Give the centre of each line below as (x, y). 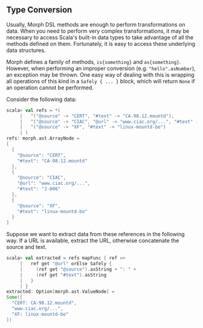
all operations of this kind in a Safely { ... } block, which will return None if (101, 81)
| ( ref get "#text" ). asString (63, 275)
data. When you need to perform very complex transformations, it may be (98, 31)
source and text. (27, 247)
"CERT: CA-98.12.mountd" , (44, 303)
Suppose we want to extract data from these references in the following (96, 234)
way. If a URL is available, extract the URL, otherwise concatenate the (93, 240)
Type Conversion (39, 10)
